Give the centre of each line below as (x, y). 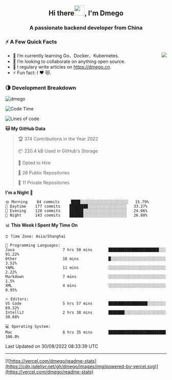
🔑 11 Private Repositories (44, 183)
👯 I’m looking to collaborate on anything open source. (69, 61)
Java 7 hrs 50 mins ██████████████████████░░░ (86, 250)
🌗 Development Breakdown (41, 87)
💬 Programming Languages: (33, 245)
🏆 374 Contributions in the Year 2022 (58, 139)
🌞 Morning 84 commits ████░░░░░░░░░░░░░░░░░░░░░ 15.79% (77, 202)
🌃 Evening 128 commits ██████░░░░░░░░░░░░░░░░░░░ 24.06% (76, 211)
